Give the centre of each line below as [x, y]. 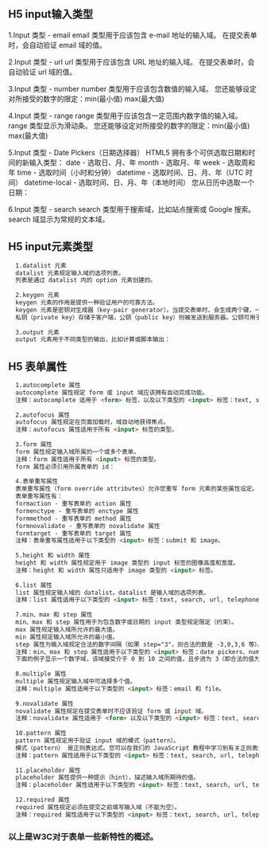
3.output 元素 [37, 332]
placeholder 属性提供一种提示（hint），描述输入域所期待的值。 [108, 778]
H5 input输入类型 [51, 14]
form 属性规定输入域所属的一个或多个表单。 [78, 452]
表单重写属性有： [39, 496]
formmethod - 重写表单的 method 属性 [74, 518]
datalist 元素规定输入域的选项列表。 [70, 273]
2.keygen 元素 [37, 295]
